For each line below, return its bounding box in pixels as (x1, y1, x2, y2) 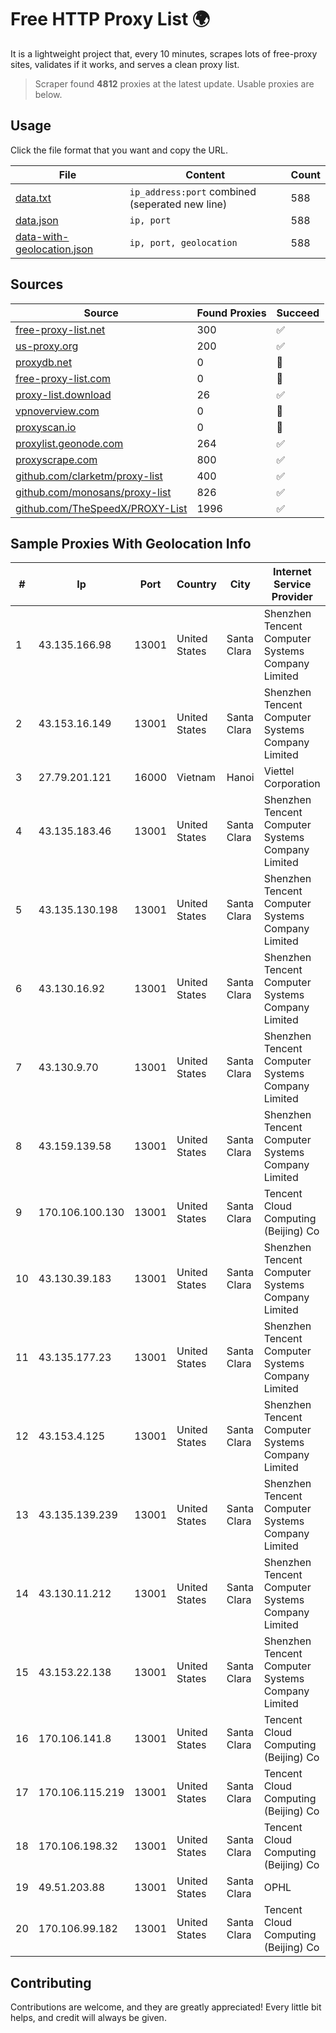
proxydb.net (15, 355, 73, 369)
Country (176, 577, 217, 591)
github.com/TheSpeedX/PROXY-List (15, 501, 188, 515)
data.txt (15, 191, 52, 205)
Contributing (10, 1974, 92, 1991)
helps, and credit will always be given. (10, 2012, 167, 2024)
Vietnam (176, 771, 216, 785)
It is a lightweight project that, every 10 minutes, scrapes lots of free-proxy (10, 47, 318, 60)
